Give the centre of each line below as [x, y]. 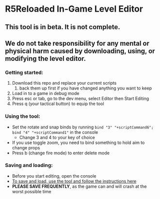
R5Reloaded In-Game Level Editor [74, 9]
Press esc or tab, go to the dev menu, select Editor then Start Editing [80, 99]
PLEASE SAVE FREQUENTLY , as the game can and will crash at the [79, 186]
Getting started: [24, 72]
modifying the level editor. [46, 59]
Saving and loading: [29, 165]
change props [26, 147]
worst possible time [32, 191]
